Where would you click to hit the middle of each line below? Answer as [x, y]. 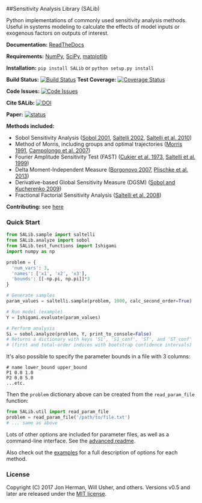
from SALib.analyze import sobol [48, 240]
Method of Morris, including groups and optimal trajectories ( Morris [99, 144]
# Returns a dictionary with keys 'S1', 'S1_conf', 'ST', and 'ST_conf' [99, 339]
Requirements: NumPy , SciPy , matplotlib [57, 56]
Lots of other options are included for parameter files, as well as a [88, 434]
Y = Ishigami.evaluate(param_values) [54, 318]
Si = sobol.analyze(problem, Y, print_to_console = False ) [79, 334]
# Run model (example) [35, 312]
